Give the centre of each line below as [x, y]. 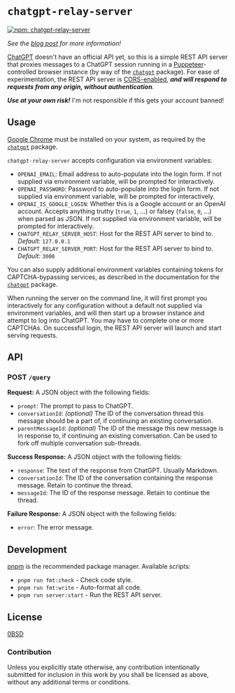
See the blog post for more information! [64, 43]
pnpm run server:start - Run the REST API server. [90, 595]
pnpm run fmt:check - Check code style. [75, 580]
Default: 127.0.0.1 [44, 241]
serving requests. [33, 335]
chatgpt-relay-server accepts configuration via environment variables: [110, 160]
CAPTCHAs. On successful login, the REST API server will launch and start [114, 328]
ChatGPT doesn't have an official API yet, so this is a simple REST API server [117, 57]
